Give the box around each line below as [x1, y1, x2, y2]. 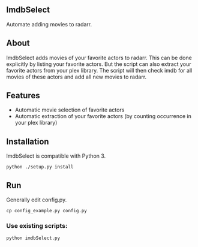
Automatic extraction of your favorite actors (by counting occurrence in [14, 113, 192, 120]
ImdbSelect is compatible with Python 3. [6, 152, 106, 159]
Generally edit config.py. [6, 196, 67, 203]
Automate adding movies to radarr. [6, 20, 92, 28]
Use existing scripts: [6, 221, 68, 230]
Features [6, 91, 40, 101]
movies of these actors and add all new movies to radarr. [6, 73, 147, 80]
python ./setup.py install [6, 164, 74, 170]
